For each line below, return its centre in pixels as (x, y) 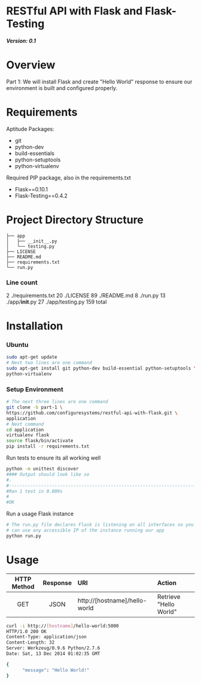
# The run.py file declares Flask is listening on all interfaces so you (100, 525)
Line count (22, 282)
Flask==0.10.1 (31, 189)
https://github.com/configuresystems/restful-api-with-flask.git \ (92, 413)
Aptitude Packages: (31, 129)
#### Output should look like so (48, 474)
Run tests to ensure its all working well (54, 458)
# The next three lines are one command (57, 402)
